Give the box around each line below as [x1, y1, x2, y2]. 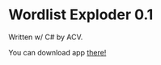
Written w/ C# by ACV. [8, 32, 83, 42]
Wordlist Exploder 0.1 [8, 6, 154, 24]
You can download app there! [8, 47, 107, 57]
